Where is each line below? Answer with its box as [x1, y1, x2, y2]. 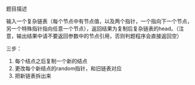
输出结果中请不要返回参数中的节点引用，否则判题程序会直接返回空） [16, 32, 182, 40]
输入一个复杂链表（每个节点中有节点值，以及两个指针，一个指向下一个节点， [6, 18, 193, 25]
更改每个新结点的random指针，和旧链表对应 [14, 65, 122, 72]
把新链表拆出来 [14, 73, 51, 79]
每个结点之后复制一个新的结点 [14, 58, 87, 64]
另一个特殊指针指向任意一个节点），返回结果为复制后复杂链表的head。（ [6, 25, 179, 32]
